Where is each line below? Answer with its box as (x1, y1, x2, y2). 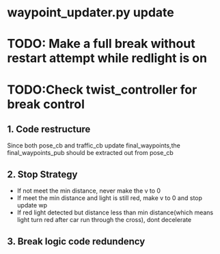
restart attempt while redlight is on (7, 51, 207, 66)
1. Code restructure (7, 123, 91, 135)
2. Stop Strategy (7, 169, 78, 180)
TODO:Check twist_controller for (7, 82, 197, 97)
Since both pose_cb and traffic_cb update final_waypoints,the (7, 141, 181, 150)
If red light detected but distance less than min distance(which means (16, 208, 214, 216)
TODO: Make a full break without (7, 36, 196, 52)
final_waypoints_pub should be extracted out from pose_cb (7, 149, 174, 157)
